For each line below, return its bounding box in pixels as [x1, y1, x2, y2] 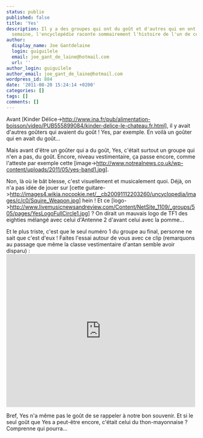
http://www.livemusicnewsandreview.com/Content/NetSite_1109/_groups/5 [10, 203, 195, 211]
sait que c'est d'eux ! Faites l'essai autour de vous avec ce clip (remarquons [6, 234, 195, 241]
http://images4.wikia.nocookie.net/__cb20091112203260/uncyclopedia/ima [10, 190, 196, 197]
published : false [6, 15, 50, 21]
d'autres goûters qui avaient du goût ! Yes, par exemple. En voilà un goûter [6, 128, 192, 136]
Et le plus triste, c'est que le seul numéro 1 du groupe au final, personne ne [6, 227, 192, 235]
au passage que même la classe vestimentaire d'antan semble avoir [6, 240, 175, 248]
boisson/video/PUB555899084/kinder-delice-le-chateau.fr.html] [6, 122, 167, 129]
